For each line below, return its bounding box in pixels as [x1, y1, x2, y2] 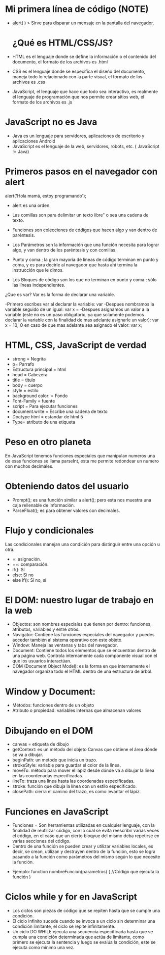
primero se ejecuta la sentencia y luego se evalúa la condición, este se [12, 939, 156, 945]
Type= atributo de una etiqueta [12, 419, 75, 425]
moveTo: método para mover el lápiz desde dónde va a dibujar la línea [12, 767, 155, 773]
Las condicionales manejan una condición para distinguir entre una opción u [5, 541, 160, 547]
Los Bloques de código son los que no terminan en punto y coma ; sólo [12, 276, 157, 283]
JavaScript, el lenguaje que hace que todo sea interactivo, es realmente [12, 88, 158, 95]
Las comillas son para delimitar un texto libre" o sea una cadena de [12, 212, 149, 218]
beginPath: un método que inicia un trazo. [12, 757, 98, 763]
